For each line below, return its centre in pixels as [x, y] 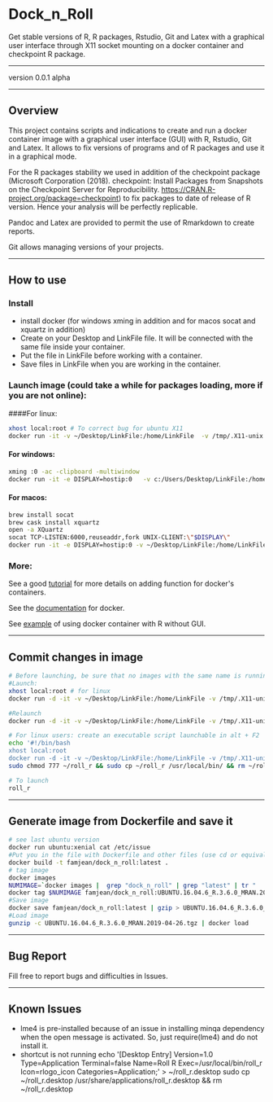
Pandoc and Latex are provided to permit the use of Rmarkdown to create [131, 222]
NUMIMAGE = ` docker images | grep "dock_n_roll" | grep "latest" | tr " [132, 885]
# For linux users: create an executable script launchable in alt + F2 [134, 735]
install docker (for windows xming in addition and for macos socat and [138, 321]
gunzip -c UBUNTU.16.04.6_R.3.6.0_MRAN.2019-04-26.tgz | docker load [129, 923]
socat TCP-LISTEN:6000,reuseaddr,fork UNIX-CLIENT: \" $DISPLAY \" [119, 538]
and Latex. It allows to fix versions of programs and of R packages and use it [136, 147]
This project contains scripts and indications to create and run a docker [128, 130]
